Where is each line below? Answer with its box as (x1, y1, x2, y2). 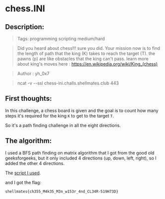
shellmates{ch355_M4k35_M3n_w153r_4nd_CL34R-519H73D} (5, 189, 119, 194)
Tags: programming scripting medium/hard (17, 36, 105, 41)
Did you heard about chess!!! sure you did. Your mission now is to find (17, 45, 160, 51)
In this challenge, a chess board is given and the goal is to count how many (5, 107, 159, 114)
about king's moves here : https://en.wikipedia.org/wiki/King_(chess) (17, 61, 158, 67)
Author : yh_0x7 (17, 71, 50, 77)
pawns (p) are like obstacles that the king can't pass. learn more (17, 56, 149, 62)
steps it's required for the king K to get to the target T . (5, 113, 114, 119)
